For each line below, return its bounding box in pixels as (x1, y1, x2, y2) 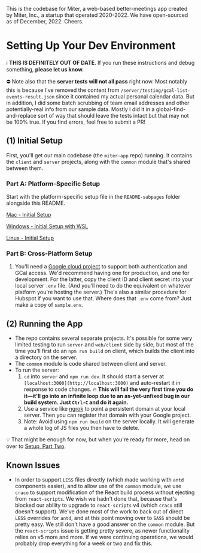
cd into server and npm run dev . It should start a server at (23, 373, 165, 380)
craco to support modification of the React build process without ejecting (14, 489, 195, 496)
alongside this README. (6, 199, 66, 207)
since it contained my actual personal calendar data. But (56, 92, 194, 100)
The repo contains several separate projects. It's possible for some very (14, 334, 193, 342)
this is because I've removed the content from (6, 86, 120, 94)
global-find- (156, 105, 186, 113)
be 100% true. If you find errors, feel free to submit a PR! (6, 118, 145, 125)
